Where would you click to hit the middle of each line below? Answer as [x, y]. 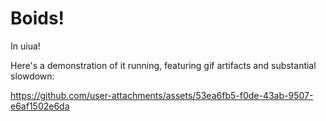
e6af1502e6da [40, 106]
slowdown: [32, 76]
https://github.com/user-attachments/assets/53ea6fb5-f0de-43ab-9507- [162, 95]
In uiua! [25, 46]
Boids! [37, 18]
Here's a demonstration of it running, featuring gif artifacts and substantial [163, 65]
